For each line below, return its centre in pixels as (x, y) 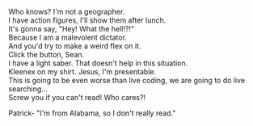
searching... (28, 89)
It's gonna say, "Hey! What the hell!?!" (72, 29)
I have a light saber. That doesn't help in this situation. (98, 63)
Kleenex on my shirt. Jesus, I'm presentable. (82, 71)
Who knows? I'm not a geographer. (67, 12)
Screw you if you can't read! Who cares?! (77, 97)
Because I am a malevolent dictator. (68, 37)
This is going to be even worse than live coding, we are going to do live (126, 80)
